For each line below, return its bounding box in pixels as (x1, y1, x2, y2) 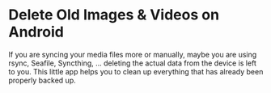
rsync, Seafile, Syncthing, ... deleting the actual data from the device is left (8, 58, 257, 68)
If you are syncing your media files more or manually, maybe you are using (8, 49, 257, 59)
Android (8, 23, 65, 41)
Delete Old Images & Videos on (8, 6, 220, 24)
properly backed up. (8, 75, 76, 85)
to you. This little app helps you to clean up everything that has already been (8, 66, 264, 76)
